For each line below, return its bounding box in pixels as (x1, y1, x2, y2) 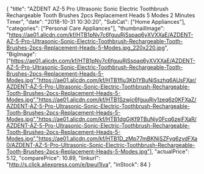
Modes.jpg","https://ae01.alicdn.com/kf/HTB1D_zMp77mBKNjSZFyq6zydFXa (6, 135, 197, 142)
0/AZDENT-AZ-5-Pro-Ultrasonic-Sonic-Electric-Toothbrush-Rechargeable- (6, 142, 195, 148)
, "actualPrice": (151, 148, 190, 155)
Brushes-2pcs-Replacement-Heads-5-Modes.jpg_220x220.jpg (6, 44, 165, 51)
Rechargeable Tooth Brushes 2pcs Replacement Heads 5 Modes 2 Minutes (6, 12, 195, 19)
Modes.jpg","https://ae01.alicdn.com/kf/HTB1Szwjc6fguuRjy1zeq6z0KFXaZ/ (6, 96, 197, 103)
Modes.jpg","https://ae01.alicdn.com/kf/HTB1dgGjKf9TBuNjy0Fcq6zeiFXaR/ (6, 115, 197, 123)
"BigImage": (6, 51, 37, 57)
